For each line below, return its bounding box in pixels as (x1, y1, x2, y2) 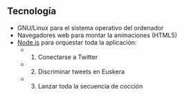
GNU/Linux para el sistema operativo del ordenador (17, 23, 164, 32)
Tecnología (7, 5, 57, 17)
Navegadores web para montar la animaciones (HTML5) (17, 31, 178, 39)
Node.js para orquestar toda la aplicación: (17, 38, 137, 47)
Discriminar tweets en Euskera (37, 67, 125, 75)
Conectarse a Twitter (37, 53, 98, 61)
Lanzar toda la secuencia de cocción (37, 82, 143, 90)
